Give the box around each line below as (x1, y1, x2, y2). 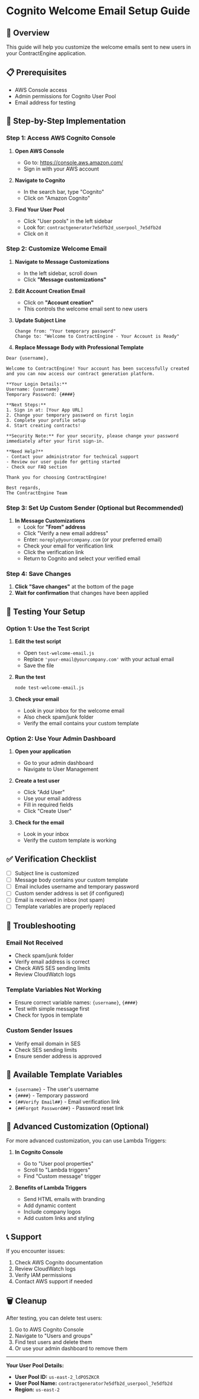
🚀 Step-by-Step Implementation (6, 116, 126, 126)
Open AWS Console (14, 147, 65, 155)
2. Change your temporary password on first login (6, 412, 134, 418)
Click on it (23, 230, 49, 237)
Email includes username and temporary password (14, 883, 139, 890)
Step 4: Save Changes (6, 570, 72, 578)
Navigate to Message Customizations (14, 258, 110, 265)
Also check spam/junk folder (23, 713, 94, 721)
